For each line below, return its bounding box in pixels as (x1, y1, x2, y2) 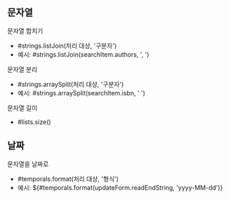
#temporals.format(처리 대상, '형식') (17, 174, 119, 183)
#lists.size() (17, 118, 51, 126)
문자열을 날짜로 (7, 160, 49, 168)
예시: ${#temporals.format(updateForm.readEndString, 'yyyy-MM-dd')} (17, 183, 223, 191)
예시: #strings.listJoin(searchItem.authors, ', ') (17, 50, 149, 58)
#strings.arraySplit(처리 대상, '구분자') (17, 80, 124, 88)
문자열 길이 (7, 104, 38, 112)
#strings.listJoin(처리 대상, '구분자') (17, 41, 117, 50)
